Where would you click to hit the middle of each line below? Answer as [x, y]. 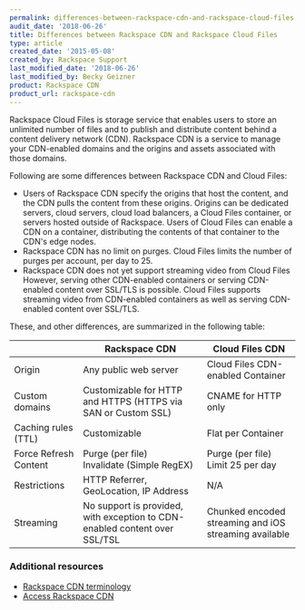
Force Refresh [44, 453]
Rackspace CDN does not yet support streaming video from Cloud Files [156, 270]
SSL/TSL [102, 539]
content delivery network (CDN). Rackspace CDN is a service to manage [145, 139]
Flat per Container [245, 433]
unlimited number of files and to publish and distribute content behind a [143, 129]
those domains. [38, 158]
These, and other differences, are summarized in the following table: [137, 326]
